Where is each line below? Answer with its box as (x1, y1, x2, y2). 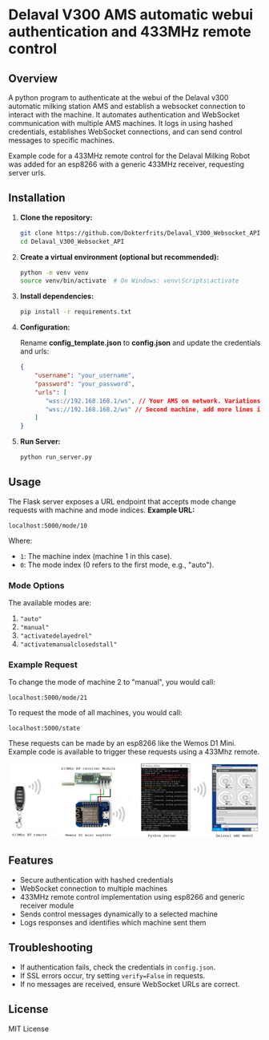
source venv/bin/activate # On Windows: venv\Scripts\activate (19, 277, 239, 285)
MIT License (8, 1024, 50, 1034)
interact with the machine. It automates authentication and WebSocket (8, 110, 240, 119)
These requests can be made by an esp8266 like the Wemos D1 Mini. (8, 739, 236, 748)
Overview (8, 71, 58, 85)
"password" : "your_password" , (34, 379, 135, 388)
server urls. (8, 168, 46, 177)
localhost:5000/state (8, 724, 81, 733)
